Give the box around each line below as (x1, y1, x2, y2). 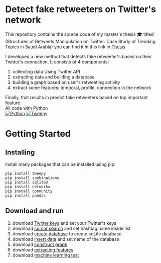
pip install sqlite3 (5, 180, 49, 185)
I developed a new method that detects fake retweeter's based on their (5, 53, 152, 59)
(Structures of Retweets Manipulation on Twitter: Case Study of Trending (5, 38, 155, 44)
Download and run (5, 207, 64, 215)
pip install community (5, 189, 53, 194)
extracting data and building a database (12, 74, 95, 80)
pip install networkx (5, 184, 51, 189)
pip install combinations (5, 175, 59, 181)
